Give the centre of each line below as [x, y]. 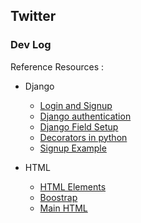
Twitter [33, 16]
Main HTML [63, 208]
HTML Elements [73, 186]
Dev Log [31, 45]
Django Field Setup [79, 126]
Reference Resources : [57, 66]
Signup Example [73, 148]
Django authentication [85, 116]
